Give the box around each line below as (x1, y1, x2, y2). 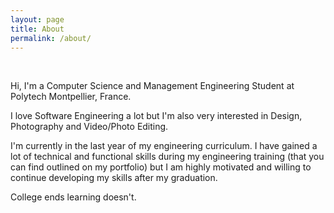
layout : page (10, 14, 65, 25)
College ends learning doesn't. (10, 191, 137, 203)
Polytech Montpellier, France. (10, 91, 132, 103)
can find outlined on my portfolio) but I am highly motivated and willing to (10, 161, 312, 173)
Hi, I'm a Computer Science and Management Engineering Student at (10, 80, 295, 92)
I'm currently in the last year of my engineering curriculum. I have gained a (10, 140, 318, 152)
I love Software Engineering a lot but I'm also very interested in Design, (10, 110, 303, 122)
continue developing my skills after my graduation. (10, 172, 218, 184)
